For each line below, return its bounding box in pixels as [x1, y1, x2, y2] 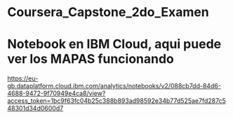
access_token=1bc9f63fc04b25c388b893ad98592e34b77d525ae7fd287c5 [7, 97, 226, 105]
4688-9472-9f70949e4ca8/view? [7, 89, 106, 98]
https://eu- [7, 74, 39, 83]
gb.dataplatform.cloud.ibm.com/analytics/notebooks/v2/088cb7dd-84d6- [7, 82, 221, 90]
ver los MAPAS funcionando [7, 51, 174, 67]
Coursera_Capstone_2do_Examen [7, 4, 209, 20]
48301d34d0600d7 [7, 104, 64, 113]
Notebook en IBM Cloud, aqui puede [7, 36, 222, 52]
